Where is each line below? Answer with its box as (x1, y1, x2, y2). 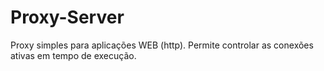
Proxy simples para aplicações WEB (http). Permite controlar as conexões (10, 39, 314, 51)
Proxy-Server (10, 6, 125, 29)
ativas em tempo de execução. (10, 49, 137, 61)
